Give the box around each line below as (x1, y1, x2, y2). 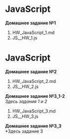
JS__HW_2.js (12, 83, 38, 89)
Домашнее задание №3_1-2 (5, 93, 65, 99)
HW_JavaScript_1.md (12, 29, 55, 35)
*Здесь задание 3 (5, 128, 43, 134)
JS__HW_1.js (12, 35, 37, 41)
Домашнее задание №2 (5, 69, 57, 74)
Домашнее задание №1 (5, 20, 56, 26)
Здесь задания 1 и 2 (5, 98, 48, 104)
